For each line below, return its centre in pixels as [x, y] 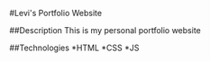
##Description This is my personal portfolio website [105, 30]
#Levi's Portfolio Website [55, 13]
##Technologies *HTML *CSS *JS [74, 48]
